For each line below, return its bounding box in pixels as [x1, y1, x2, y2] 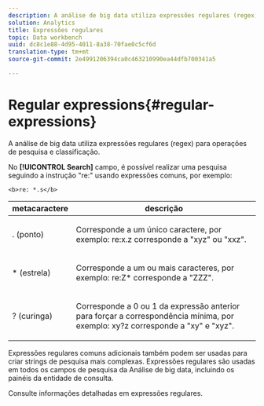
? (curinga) [12, 310, 53, 321]
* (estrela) [12, 267, 51, 278]
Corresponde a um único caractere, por [75, 224, 222, 235]
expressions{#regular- [62, 96, 214, 114]
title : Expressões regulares [8, 26, 104, 34]
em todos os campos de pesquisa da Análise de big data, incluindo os [8, 364, 235, 374]
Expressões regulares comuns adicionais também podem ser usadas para [8, 348, 247, 357]
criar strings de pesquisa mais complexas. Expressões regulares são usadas [8, 357, 255, 366]
